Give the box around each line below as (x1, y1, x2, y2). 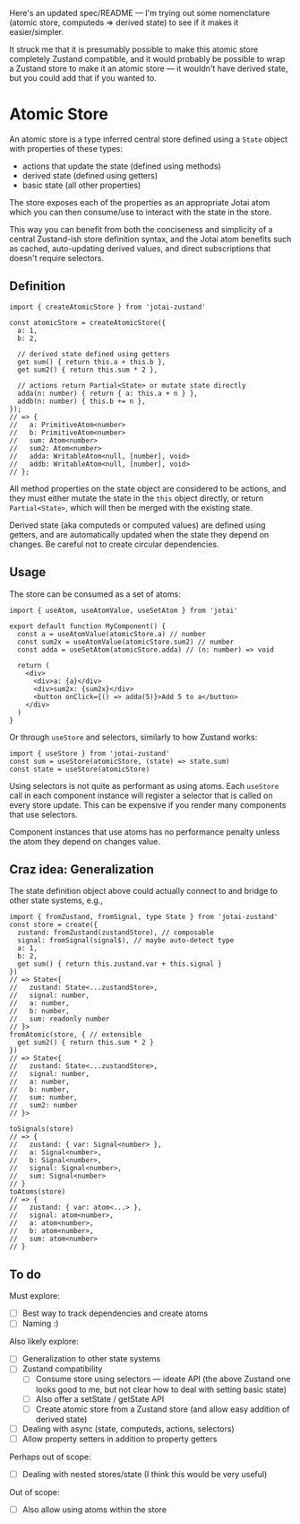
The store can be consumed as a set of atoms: (9, 588, 181, 600)
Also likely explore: (9, 1336, 79, 1347)
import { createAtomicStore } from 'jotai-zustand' (9, 302, 206, 311)
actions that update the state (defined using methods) (21, 161, 221, 171)
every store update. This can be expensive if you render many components (9, 799, 287, 810)
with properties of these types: (9, 143, 124, 153)
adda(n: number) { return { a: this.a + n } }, (17, 389, 199, 398)
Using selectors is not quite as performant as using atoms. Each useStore (9, 780, 279, 791)
